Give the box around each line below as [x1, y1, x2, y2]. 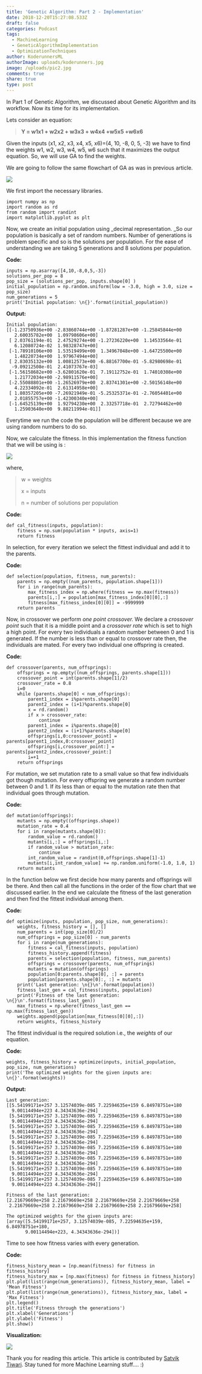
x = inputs [21, 488, 46, 494]
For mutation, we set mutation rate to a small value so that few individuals [6, 770, 189, 777]
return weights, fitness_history [17, 1019, 101, 1025]
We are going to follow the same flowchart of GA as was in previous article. [6, 164, 193, 171]
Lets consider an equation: [6, 116, 72, 124]
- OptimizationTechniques [11, 48, 77, 54]
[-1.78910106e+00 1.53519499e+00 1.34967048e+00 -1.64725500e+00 [8, 348, 182, 354]
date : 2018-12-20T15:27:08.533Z [6, 14, 87, 20]
